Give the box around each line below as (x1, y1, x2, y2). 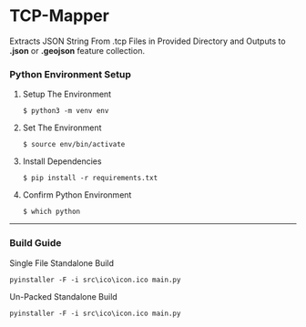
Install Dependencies (22, 156, 102, 167)
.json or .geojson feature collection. (9, 45, 146, 56)
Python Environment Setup (9, 67, 132, 80)
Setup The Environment (22, 88, 112, 100)
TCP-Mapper (9, 5, 109, 26)
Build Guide (9, 237, 62, 250)
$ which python (22, 207, 81, 217)
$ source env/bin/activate (22, 140, 126, 149)
